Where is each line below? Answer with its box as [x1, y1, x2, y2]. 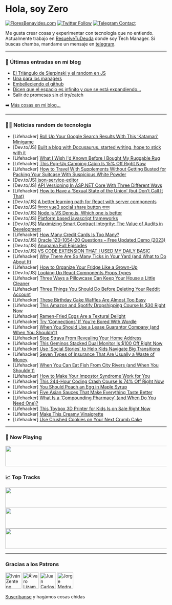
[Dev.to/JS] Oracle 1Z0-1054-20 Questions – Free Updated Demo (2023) [12, 236, 166, 243]
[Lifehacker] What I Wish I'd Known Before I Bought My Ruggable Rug [12, 155, 160, 161]
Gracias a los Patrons [5, 561, 59, 568]
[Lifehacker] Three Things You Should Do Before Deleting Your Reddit [12, 286, 160, 292]
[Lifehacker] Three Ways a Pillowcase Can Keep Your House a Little [12, 275, 156, 281]
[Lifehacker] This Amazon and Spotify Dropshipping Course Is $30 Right [12, 302, 166, 308]
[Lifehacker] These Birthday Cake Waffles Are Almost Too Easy [12, 296, 146, 302]
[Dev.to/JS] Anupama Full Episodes [12, 242, 88, 248]
